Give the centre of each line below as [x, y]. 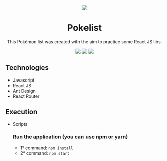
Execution [21, 112]
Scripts [20, 124]
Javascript [23, 80]
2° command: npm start [45, 153]
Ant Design [24, 91]
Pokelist [85, 28]
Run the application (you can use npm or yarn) [70, 137]
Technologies [27, 68]
